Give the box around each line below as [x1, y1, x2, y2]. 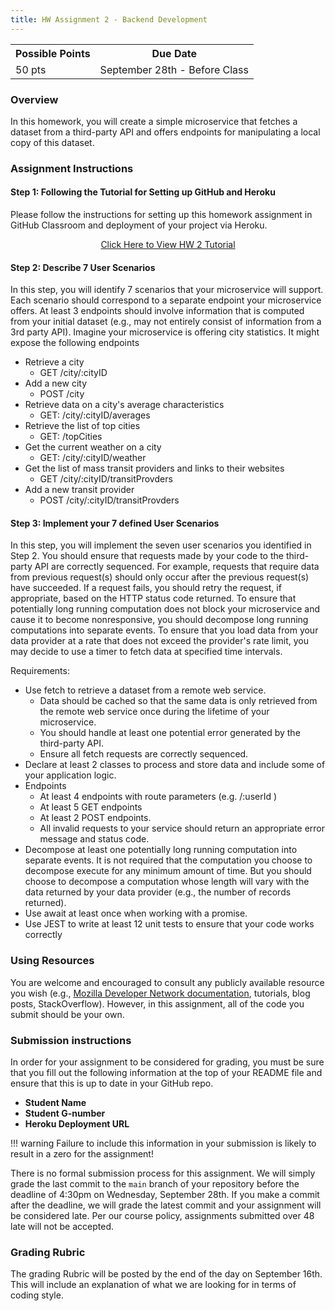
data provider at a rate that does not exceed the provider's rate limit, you [10, 635, 309, 647]
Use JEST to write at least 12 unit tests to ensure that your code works [24, 918, 315, 930]
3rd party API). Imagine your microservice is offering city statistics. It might [10, 326, 320, 338]
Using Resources [10, 954, 95, 968]
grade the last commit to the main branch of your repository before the [10, 1178, 300, 1190]
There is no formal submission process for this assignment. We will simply [10, 1167, 316, 1180]
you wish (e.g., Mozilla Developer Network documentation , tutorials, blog [10, 987, 311, 999]
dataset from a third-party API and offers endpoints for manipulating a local [10, 126, 321, 138]
